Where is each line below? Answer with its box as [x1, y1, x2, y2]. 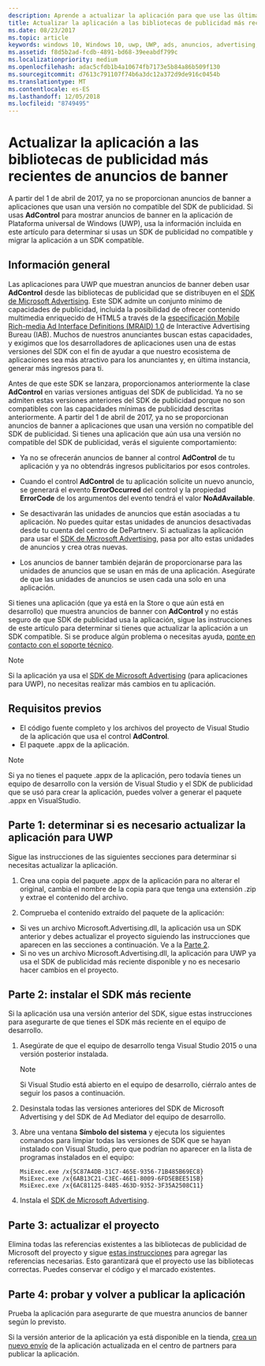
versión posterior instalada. [19, 1049, 109, 1059]
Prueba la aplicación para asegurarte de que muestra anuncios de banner [8, 1308, 248, 1318]
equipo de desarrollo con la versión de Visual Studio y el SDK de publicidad [8, 779, 253, 788]
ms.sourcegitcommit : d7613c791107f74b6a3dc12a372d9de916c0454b [8, 70, 221, 78]
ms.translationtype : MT [8, 77, 87, 85]
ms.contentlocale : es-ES [8, 85, 90, 93]
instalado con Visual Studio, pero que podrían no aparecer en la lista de [19, 1144, 252, 1154]
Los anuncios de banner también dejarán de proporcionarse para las [19, 557, 243, 567]
